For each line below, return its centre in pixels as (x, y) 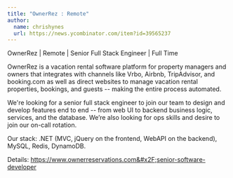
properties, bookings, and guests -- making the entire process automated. (114, 89)
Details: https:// (29, 160)
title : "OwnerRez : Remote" (48, 14)
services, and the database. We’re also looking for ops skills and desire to (114, 118)
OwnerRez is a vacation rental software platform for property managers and (117, 67)
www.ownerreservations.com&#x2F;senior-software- (128, 160)
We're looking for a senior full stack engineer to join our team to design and (116, 103)
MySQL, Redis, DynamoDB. (47, 146)
